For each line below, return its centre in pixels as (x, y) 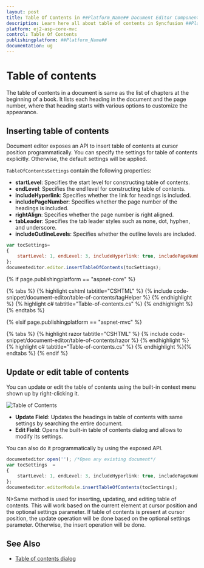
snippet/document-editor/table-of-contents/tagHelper (74, 297)
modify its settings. (39, 436)
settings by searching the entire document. (69, 423)
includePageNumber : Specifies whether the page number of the (96, 202)
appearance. (22, 112)
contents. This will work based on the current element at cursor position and (102, 505)
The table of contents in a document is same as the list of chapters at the (98, 92)
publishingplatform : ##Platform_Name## (57, 40)
